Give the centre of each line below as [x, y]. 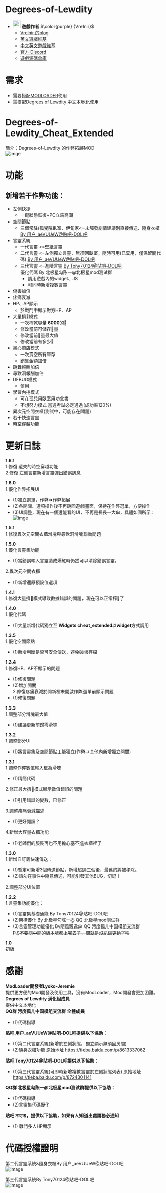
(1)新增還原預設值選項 [35, 582]
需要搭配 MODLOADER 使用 [40, 95]
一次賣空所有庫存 [38, 354]
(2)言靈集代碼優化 [31, 1104]
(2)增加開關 [24, 685]
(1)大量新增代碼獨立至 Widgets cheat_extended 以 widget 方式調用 [81, 625]
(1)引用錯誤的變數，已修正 [39, 800]
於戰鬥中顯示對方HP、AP [46, 310]
